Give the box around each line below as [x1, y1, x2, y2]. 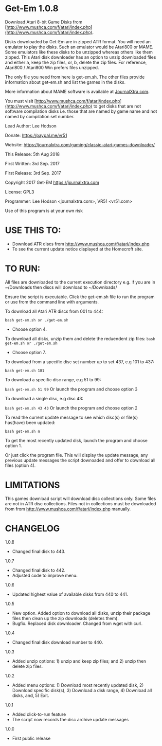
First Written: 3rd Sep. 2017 [5, 160, 60, 166]
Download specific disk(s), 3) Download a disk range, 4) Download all [12, 687, 152, 693]
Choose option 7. [12, 349, 46, 355]
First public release [12, 735, 51, 741]
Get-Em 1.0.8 [5, 3, 59, 14]
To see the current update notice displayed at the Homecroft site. [12, 246, 143, 252]
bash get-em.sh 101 [5, 368, 45, 373]
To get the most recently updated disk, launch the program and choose [5, 437, 148, 443]
